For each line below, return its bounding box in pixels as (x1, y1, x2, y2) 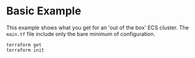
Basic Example (6, 4, 82, 18)
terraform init (6, 47, 45, 53)
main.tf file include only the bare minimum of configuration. (6, 30, 156, 37)
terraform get (6, 42, 42, 48)
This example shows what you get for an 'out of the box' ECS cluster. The (6, 24, 189, 31)
